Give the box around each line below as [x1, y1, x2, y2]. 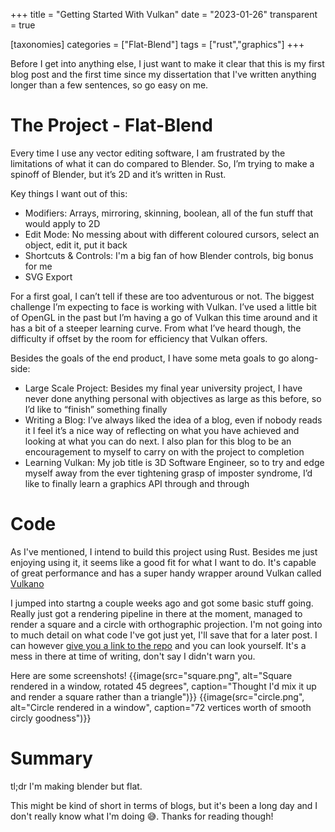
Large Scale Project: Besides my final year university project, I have [24, 382, 303, 394]
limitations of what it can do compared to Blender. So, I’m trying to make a [10, 157, 315, 169]
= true [10, 19, 36, 31]
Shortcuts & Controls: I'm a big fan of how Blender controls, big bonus [24, 249, 314, 261]
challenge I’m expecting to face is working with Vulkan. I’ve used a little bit [10, 300, 317, 313]
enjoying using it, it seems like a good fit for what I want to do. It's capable [10, 556, 317, 568]
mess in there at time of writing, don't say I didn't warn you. [10, 650, 256, 662]
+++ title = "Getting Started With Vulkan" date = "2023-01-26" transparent [10, 9, 318, 20]
